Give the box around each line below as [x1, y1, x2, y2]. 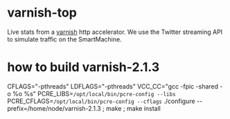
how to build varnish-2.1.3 [7, 59, 160, 75]
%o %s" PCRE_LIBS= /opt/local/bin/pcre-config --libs [12, 89, 176, 98]
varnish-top [7, 5, 78, 21]
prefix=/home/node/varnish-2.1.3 [7, 104, 102, 112]
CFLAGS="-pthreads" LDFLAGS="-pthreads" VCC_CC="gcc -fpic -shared [7, 82, 219, 91]
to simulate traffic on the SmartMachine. [7, 35, 123, 43]
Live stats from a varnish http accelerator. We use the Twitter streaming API [7, 28, 223, 36]
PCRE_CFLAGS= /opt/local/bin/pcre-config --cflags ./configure [7, 97, 195, 105]
